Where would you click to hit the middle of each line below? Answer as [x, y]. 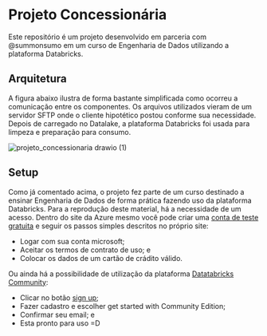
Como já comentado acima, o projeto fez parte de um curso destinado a [126, 192]
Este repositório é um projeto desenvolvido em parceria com [108, 37]
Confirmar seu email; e [57, 314]
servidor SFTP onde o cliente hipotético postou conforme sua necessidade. [132, 115]
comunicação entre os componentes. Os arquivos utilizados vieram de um [130, 106]
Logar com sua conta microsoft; [72, 241]
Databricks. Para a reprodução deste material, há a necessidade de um [125, 208]
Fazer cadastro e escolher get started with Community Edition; [122, 306]
